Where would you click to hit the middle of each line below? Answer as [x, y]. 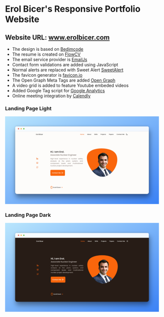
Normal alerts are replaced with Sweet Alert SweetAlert [68, 70]
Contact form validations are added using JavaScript [65, 65]
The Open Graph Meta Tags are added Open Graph [64, 80]
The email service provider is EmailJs [50, 59]
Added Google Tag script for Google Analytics [58, 91]
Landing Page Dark [28, 215]
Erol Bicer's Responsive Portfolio [73, 9]
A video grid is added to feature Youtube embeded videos [70, 85]
